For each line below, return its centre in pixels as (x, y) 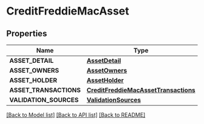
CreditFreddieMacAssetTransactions (141, 90)
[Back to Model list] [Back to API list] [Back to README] (76, 115)
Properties (27, 34)
